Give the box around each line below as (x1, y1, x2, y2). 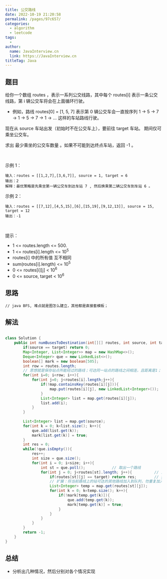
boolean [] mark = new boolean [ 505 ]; (23, 359, 99, 364)
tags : (5, 35, 16, 40)
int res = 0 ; (23, 442, 50, 447)
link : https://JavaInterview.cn (9, 53, 77, 59)
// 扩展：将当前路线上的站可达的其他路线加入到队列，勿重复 (49, 479, 157, 484)
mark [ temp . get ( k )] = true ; (67, 502, 123, 507)
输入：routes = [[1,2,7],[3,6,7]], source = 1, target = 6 (5, 173, 128, 178)
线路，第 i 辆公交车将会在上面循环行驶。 (5, 98, 87, 104)
